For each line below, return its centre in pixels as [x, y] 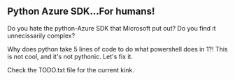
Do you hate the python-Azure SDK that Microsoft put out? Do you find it [112, 28]
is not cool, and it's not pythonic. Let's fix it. [70, 56]
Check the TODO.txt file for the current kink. [71, 70]
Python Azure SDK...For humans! [81, 11]
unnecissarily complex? [41, 35]
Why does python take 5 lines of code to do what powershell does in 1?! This [117, 49]
